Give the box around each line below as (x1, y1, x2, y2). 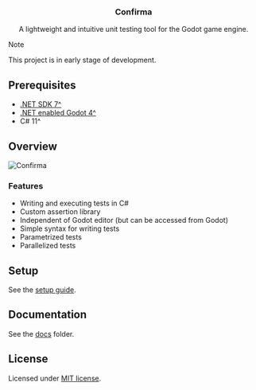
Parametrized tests (19, 232, 82, 242)
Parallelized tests (19, 241, 76, 251)
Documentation (8, 308, 87, 322)
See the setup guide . (8, 285, 77, 294)
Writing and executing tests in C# (19, 198, 130, 209)
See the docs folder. (8, 329, 75, 338)
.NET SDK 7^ (19, 99, 62, 109)
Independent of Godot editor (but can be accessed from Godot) (19, 216, 229, 225)
